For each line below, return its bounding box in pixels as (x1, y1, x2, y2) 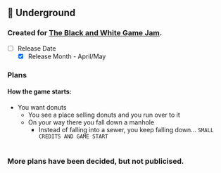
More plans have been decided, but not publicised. (7, 156, 184, 166)
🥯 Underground (7, 7, 76, 19)
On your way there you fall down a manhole (27, 117, 155, 127)
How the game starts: (7, 87, 72, 96)
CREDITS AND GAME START (38, 133, 108, 140)
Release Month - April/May (27, 52, 106, 60)
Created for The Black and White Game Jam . (7, 28, 163, 38)
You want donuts (17, 103, 67, 111)
